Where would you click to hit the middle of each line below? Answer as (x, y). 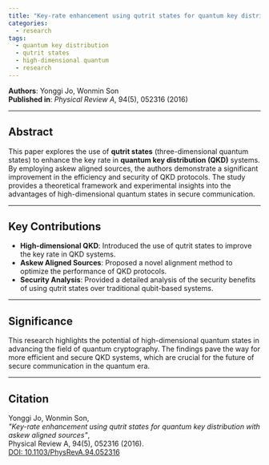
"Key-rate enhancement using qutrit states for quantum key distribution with (134, 427)
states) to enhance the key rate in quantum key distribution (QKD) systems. (134, 160)
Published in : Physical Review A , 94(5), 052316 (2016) (98, 99)
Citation (29, 399)
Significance (41, 321)
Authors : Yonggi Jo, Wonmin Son (64, 91)
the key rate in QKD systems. (68, 254)
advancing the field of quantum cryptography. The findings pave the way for (134, 349)
